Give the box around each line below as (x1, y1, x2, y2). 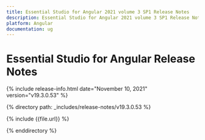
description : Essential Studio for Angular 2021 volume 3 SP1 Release (6, 15, 190, 21)
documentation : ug (6, 26, 53, 32)
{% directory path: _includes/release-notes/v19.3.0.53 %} (6, 103, 151, 111)
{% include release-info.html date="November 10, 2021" (6, 85, 148, 93)
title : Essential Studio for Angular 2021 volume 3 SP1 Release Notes (6, 9, 190, 15)
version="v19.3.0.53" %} (6, 92, 68, 99)
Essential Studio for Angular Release (6, 52, 195, 66)
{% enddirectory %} (6, 127, 57, 135)
